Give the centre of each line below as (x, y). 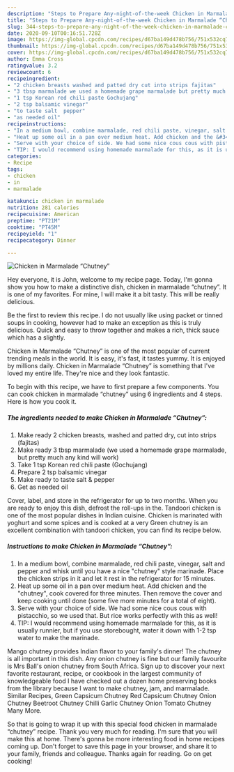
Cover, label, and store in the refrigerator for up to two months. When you (112, 501)
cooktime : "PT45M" (34, 227)
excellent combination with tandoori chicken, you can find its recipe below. (114, 530)
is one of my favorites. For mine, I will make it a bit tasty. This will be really (113, 294)
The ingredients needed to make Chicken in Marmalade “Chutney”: (107, 417)
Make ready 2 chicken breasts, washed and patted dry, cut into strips (117, 435)
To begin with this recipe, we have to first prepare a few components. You (113, 387)
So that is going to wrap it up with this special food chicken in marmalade (112, 724)
